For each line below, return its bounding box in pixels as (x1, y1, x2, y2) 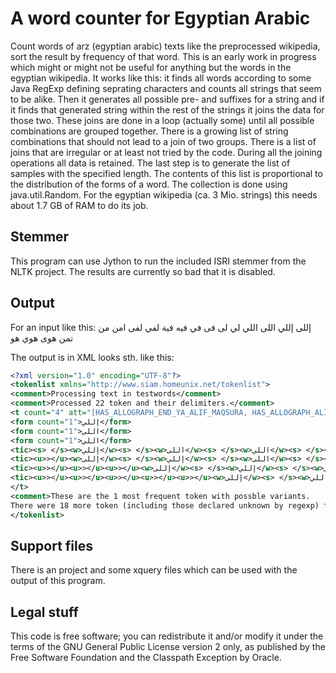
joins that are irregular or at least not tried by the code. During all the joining (10, 146, 323, 158)
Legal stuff (10, 603, 79, 621)
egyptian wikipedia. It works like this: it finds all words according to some (10, 72, 312, 84)
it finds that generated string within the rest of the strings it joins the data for (10, 103, 325, 116)
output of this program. (10, 575, 106, 587)
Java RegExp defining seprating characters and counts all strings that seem (10, 82, 322, 94)
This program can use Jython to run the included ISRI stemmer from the (10, 255, 307, 267)
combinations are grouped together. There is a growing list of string (10, 125, 289, 137)
